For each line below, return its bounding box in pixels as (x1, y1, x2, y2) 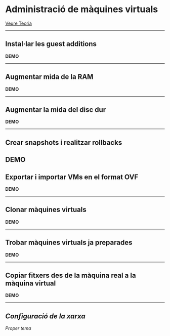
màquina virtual (5, 279, 56, 287)
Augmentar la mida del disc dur (5, 105, 106, 114)
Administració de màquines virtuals (5, 4, 158, 15)
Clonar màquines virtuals (5, 205, 87, 214)
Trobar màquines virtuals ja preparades (5, 238, 133, 247)
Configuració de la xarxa (5, 312, 86, 320)
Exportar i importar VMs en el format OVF (5, 173, 139, 181)
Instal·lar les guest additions (5, 39, 97, 49)
